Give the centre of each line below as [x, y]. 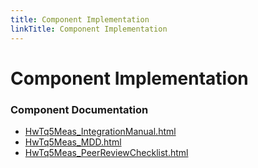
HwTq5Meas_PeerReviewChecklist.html [106, 152]
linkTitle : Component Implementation [89, 29]
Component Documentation [79, 109]
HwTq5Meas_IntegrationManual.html [100, 131]
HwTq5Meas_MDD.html [73, 142]
